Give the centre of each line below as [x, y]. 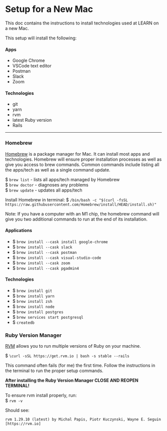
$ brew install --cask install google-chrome [60, 241]
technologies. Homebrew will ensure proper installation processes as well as [83, 159]
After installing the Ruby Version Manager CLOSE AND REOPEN [72, 381]
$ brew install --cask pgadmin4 [46, 268]
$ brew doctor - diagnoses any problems [47, 185]
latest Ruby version [32, 120]
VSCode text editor [32, 66]
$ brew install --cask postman [44, 252]
